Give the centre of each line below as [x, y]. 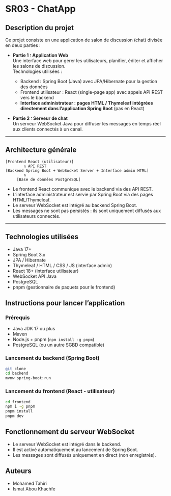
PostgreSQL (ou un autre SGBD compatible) [59, 345]
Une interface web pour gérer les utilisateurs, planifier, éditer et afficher [88, 61]
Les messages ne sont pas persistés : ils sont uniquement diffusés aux [87, 211]
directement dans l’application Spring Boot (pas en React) [82, 108]
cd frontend [18, 402]
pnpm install [19, 411]
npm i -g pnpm [20, 407]
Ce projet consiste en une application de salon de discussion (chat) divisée [84, 40]
